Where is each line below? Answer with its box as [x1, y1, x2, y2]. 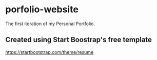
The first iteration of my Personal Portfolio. [5, 21, 95, 27]
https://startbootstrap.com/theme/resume [5, 49, 94, 55]
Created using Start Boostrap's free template [5, 35, 152, 44]
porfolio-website [5, 4, 78, 15]
